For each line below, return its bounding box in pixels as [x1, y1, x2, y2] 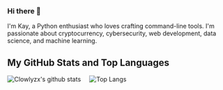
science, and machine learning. [7, 37, 98, 45]
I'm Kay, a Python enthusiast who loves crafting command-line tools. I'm [7, 22, 215, 30]
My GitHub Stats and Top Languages [7, 57, 169, 69]
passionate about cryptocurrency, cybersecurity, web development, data [7, 29, 217, 37]
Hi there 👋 [7, 6, 42, 16]
